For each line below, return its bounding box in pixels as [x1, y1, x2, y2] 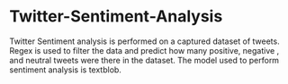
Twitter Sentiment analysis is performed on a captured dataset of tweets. [9, 36, 281, 46]
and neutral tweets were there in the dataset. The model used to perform [9, 55, 280, 65]
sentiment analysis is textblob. [9, 64, 121, 75]
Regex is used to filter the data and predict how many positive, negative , [9, 45, 280, 55]
